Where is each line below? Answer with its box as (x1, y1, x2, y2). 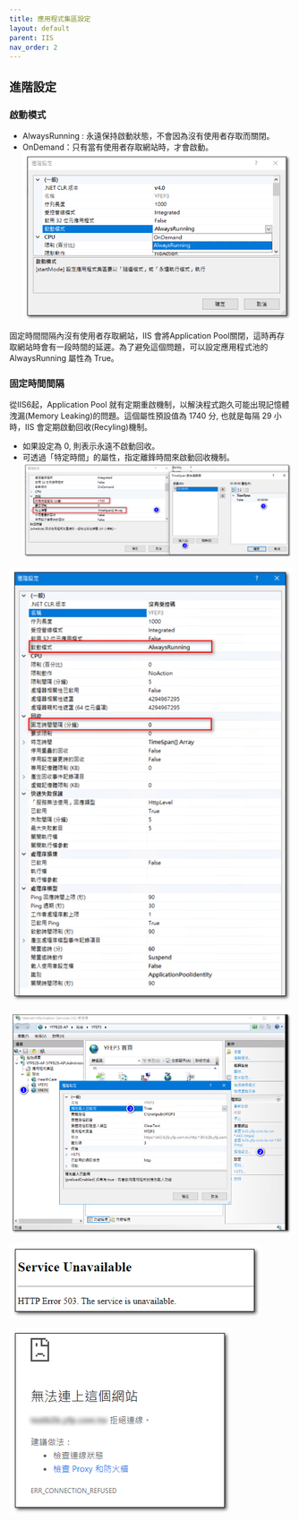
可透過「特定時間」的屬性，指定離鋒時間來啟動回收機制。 (21, 452, 235, 463)
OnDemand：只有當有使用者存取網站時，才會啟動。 (21, 142, 214, 152)
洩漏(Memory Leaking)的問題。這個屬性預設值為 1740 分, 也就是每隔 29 (9, 410, 272, 421)
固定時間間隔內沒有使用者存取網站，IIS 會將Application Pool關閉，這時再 (9, 331, 278, 341)
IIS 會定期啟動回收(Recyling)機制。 (24, 422, 152, 433)
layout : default (9, 23, 70, 33)
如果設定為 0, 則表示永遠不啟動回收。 (21, 441, 160, 451)
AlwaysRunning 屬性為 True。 (9, 353, 119, 364)
